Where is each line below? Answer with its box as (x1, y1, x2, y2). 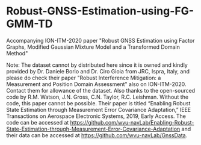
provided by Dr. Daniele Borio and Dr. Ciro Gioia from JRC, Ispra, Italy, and (6, 67, 190, 75)
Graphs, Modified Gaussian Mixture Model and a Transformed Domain (6, 43, 181, 51)
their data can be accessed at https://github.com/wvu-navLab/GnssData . (6, 131, 188, 139)
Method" (6, 49, 28, 57)
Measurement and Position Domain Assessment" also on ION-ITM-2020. (6, 80, 187, 88)
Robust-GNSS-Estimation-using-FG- (6, 4, 194, 18)
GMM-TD (6, 17, 53, 31)
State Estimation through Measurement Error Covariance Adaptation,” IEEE (6, 106, 191, 113)
